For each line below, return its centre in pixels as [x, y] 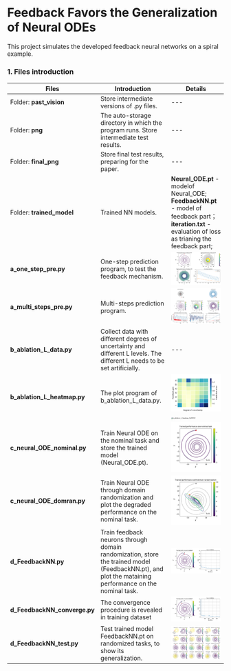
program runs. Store [129, 130]
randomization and [127, 497]
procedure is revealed [132, 610]
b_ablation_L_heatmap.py [47, 397]
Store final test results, [132, 154]
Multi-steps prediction [132, 303]
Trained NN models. [129, 212]
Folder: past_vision [37, 102]
